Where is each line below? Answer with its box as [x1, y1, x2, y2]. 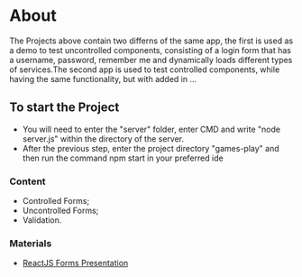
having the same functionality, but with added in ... [9, 73, 197, 84]
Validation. [22, 215, 62, 226]
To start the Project [9, 100, 120, 115]
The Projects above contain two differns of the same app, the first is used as [9, 35, 294, 46]
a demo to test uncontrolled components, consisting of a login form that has [9, 44, 291, 55]
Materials [9, 236, 52, 249]
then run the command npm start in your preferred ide [22, 152, 224, 163]
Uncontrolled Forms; [22, 205, 99, 217]
